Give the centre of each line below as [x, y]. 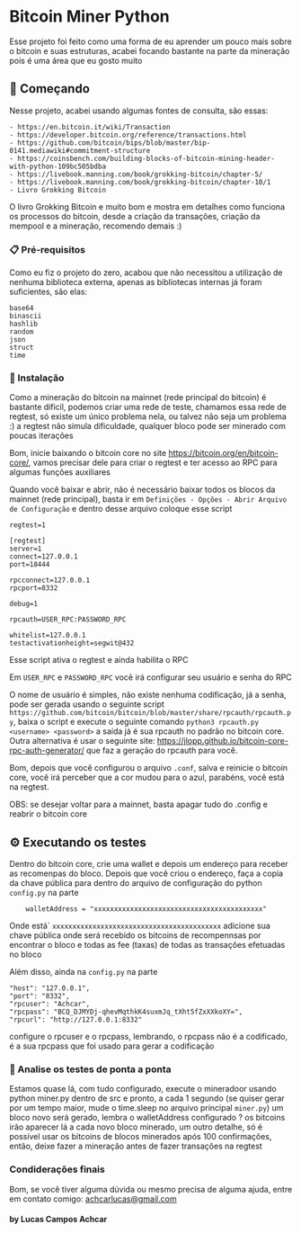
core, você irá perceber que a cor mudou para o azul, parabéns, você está [147, 777]
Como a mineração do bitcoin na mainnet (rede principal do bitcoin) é [138, 398]
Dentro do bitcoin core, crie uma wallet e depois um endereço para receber [149, 864]
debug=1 [24, 604]
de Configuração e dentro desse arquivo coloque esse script [121, 509]
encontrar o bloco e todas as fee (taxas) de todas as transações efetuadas [147, 945]
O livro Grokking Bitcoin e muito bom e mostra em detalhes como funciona [147, 206]
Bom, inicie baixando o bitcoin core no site [88, 453]
